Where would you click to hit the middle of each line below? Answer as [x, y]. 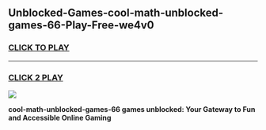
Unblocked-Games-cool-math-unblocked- [116, 13]
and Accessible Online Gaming [60, 117]
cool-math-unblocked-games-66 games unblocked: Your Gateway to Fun [132, 109]
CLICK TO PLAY [39, 48]
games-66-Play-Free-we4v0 [81, 26]
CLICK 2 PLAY [36, 77]
